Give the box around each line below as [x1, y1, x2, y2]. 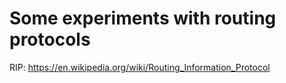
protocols [9, 28, 91, 51]
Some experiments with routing [9, 7, 277, 30]
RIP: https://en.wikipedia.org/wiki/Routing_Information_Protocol [9, 61, 271, 73]
